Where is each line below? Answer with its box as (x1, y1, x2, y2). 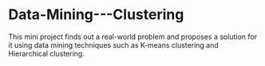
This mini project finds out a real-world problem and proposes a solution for (8, 32, 258, 41)
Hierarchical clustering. (8, 49, 85, 58)
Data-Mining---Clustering (8, 6, 184, 24)
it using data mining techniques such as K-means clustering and (8, 40, 220, 49)
